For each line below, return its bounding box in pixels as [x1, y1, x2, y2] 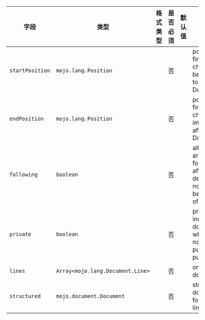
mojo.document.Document [56, 293, 125, 299]
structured [9, 293, 41, 299]
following [9, 171, 38, 178]
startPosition [9, 67, 51, 74]
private [9, 231, 32, 237]
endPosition [9, 116, 45, 122]
